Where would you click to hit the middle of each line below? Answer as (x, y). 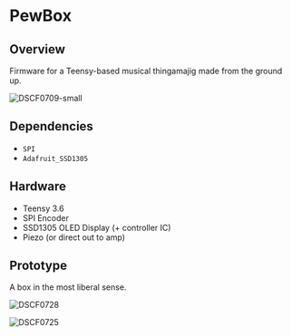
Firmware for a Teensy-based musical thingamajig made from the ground (146, 71)
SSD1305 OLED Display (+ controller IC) (97, 227)
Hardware (38, 187)
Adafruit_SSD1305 (55, 158)
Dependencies (51, 126)
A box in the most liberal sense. (68, 287)
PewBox (41, 16)
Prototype (39, 266)
